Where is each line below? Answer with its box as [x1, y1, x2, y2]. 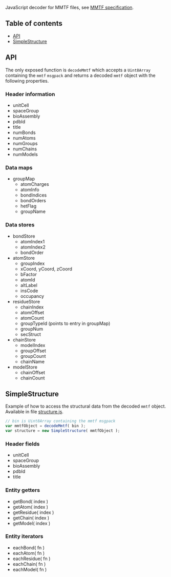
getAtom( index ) [12, 504, 49, 510]
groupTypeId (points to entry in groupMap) [20, 320, 111, 326]
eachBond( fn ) [12, 544, 45, 551]
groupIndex [20, 260, 45, 266]
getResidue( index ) [12, 509, 54, 515]
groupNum [20, 325, 44, 332]
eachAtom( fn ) [12, 550, 45, 556]
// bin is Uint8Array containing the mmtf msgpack [5, 418, 116, 424]
